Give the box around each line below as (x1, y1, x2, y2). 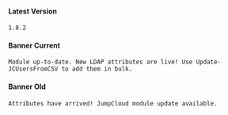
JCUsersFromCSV (8, 65, 59, 73)
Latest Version (8, 6, 58, 16)
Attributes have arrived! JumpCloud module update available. (8, 99, 218, 107)
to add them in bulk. (61, 65, 133, 73)
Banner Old (8, 82, 46, 91)
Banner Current (8, 40, 61, 50)
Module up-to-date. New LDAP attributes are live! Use (8, 58, 193, 67)
